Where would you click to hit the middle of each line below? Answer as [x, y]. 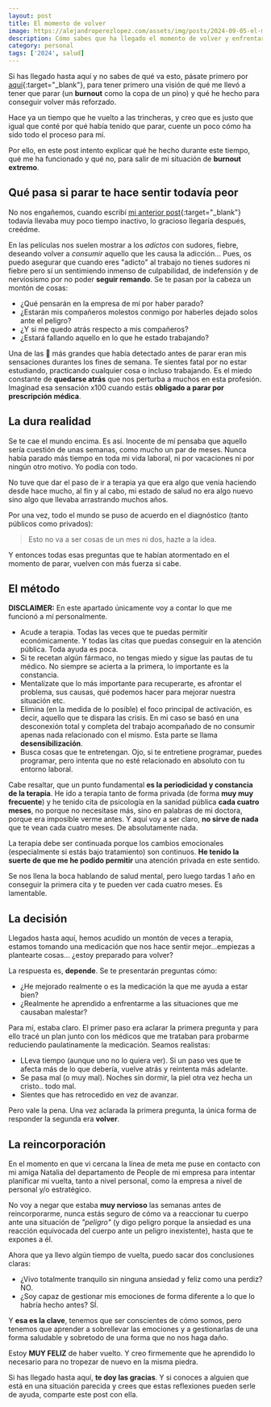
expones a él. [31, 1239]
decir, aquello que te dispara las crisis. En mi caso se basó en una [129, 718]
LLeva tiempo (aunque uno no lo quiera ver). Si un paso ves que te [131, 1060]
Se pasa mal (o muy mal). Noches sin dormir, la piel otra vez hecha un [136, 1078]
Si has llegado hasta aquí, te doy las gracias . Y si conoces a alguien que [129, 1378]
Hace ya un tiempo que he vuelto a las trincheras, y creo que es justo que [131, 117]
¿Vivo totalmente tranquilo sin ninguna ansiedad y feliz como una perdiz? [141, 1280]
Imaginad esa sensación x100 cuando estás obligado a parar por [116, 387]
